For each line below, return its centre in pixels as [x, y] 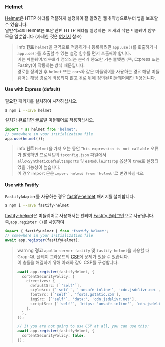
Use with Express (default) [33, 89]
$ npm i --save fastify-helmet [37, 206]
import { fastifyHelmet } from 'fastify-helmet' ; [57, 231]
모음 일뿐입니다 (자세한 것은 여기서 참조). [44, 37]
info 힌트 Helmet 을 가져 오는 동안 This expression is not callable [83, 149]
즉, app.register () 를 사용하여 [35, 222]
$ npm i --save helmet [28, 110]
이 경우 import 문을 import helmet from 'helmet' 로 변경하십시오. [81, 173]
